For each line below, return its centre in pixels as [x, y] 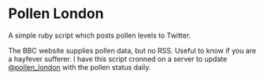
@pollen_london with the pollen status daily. [80, 67]
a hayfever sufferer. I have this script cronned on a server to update [118, 59]
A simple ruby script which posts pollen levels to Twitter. [100, 35]
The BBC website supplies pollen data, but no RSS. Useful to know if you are [132, 50]
